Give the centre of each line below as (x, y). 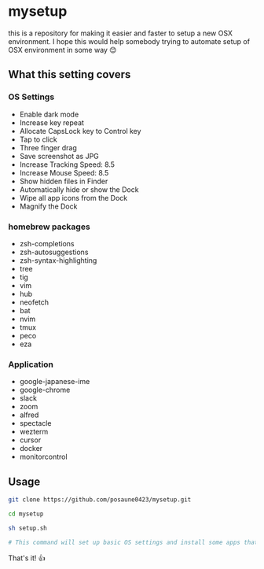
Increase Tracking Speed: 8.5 (67, 164)
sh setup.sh (27, 528)
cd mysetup (26, 514)
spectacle (35, 423)
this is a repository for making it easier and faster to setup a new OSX (121, 33)
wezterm (34, 432)
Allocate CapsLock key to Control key (80, 131)
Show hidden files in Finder (64, 181)
